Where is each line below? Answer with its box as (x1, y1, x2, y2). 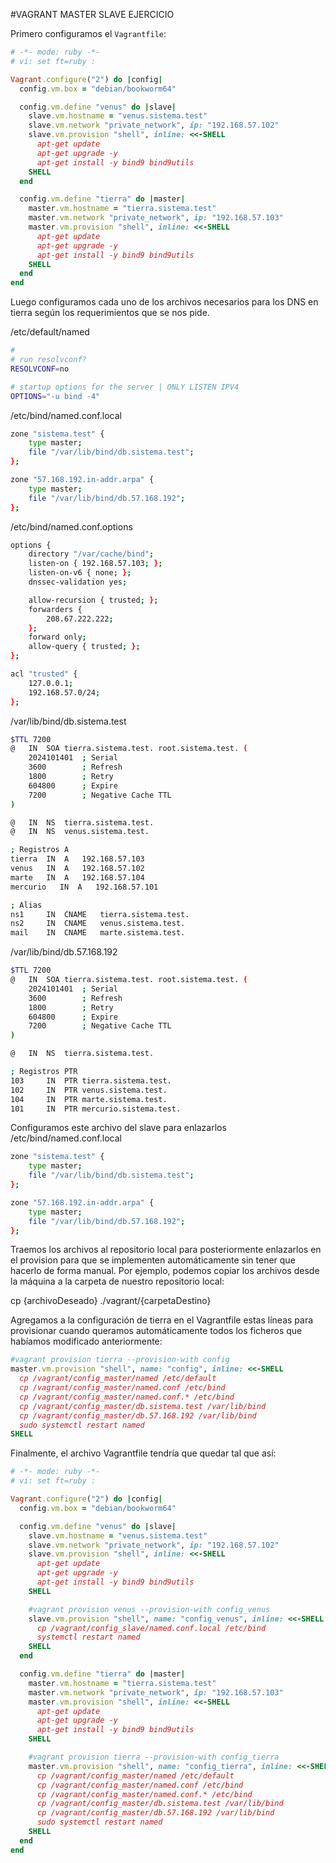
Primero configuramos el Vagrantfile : (10, 28, 167, 39)
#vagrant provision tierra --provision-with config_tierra (28, 1752, 280, 1762)
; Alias (10, 900, 43, 910)
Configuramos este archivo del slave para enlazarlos (10, 1122, 227, 1134)
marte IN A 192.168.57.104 (10, 872, 145, 883)
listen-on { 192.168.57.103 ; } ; (28, 559, 163, 569)
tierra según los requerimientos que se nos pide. (10, 307, 210, 319)
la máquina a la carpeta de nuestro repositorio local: (10, 1275, 225, 1288)
